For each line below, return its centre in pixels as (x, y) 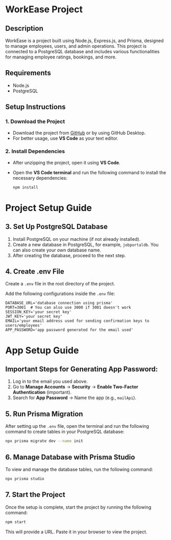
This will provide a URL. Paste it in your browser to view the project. (76, 532)
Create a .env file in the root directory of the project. (60, 284)
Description (24, 28)
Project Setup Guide (49, 208)
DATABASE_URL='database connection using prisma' (59, 303)
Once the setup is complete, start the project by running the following (78, 507)
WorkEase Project (44, 9)
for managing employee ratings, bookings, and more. (61, 57)
